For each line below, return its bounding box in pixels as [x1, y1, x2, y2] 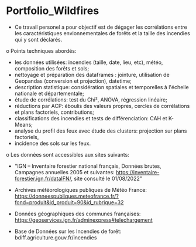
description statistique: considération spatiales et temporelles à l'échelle [14, 83, 189, 90]
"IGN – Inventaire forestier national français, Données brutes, [14, 163, 162, 170]
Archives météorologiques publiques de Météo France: [14, 186, 147, 193]
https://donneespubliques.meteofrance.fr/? [14, 192, 119, 199]
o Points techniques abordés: [6, 47, 77, 54]
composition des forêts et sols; [14, 65, 90, 72]
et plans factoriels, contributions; [14, 109, 95, 116]
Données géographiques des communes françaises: [14, 210, 141, 217]
